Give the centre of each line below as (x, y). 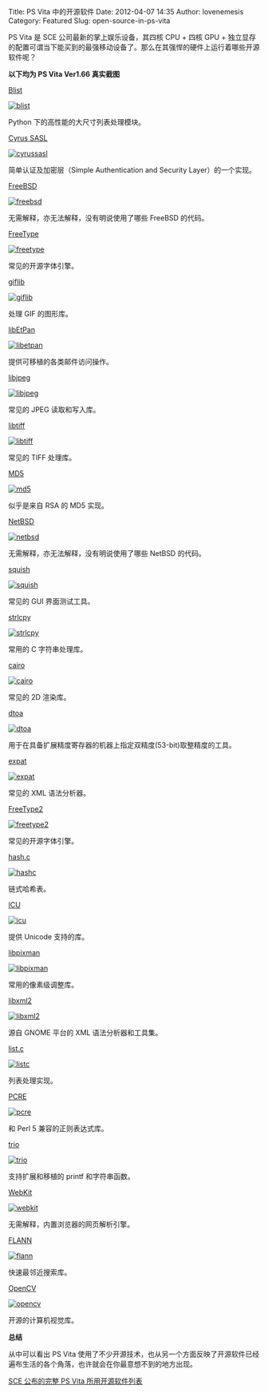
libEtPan (22, 329)
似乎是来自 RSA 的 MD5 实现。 (59, 505)
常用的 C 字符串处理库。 (48, 649)
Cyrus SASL (28, 138)
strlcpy (20, 617)
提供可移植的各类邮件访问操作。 (61, 361)
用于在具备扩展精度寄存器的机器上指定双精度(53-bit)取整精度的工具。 (122, 745)
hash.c (19, 857)
